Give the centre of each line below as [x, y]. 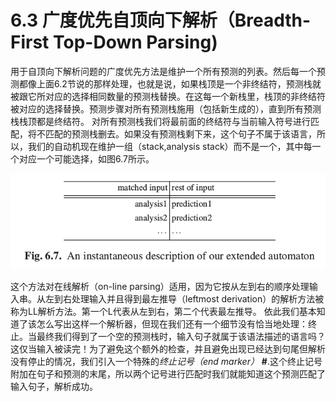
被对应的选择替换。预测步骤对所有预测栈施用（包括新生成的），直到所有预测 [166, 108]
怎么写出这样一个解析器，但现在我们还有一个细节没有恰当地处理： [172, 323]
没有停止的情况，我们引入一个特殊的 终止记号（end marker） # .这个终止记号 [166, 361]
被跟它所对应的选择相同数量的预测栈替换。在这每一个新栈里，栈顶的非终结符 [168, 96]
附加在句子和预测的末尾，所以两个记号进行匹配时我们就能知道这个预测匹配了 [168, 373]
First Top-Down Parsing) [114, 42]
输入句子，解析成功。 [54, 386]
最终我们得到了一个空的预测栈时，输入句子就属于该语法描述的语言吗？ [181, 336]
